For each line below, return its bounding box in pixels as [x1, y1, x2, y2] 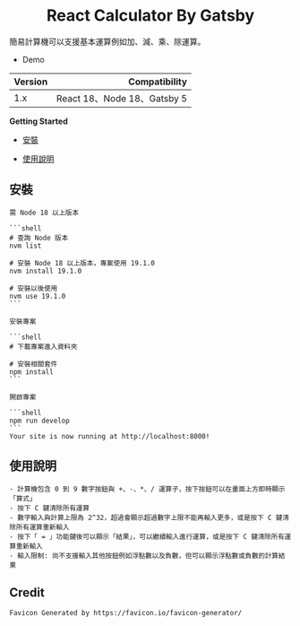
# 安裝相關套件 [9, 360, 58, 369]
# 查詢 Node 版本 [9, 233, 69, 242]
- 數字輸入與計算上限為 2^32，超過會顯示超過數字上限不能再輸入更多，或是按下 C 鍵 [9, 513, 283, 522]
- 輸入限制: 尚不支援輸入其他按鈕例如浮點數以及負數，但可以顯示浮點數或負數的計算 [9, 551, 279, 561]
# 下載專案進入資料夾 [9, 342, 78, 351]
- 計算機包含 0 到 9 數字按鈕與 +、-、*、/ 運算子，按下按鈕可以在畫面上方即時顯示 [9, 484, 286, 493]
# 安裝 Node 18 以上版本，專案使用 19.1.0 [9, 258, 155, 267]
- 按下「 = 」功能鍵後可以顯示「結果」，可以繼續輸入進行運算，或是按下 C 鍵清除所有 [9, 532, 285, 541]
